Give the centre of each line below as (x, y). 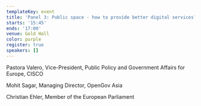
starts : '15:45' (26, 23)
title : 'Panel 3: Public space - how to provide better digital (88, 17)
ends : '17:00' (24, 28)
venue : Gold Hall (28, 34)
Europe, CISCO (25, 74)
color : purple (24, 39)
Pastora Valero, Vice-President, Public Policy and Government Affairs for (96, 67)
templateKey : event (31, 12)
